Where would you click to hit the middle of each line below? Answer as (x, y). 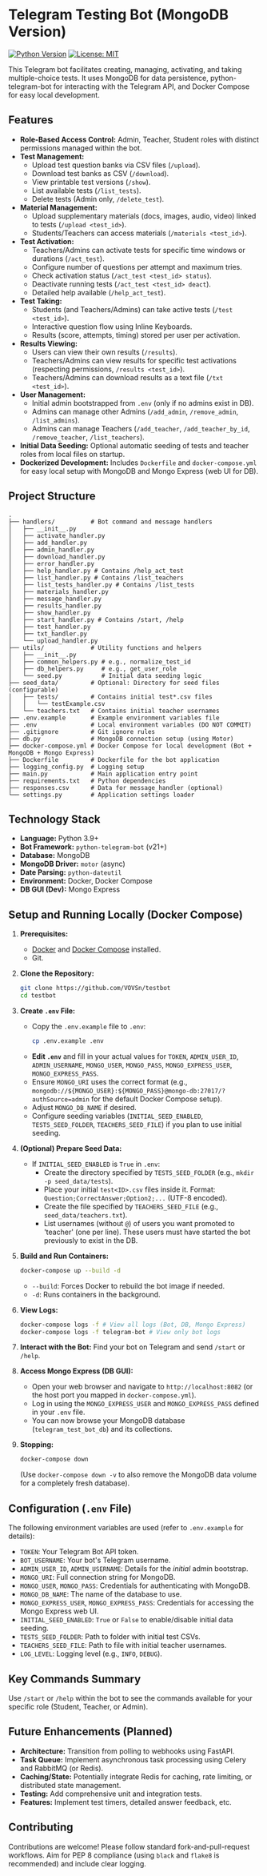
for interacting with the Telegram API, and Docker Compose (151, 86)
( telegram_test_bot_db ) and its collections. (102, 1429)
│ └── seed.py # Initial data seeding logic (105, 675)
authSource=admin (61, 1099)
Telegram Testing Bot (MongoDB (119, 15)
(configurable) (34, 690)
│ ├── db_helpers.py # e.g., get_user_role (93, 669)
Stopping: (37, 1445)
